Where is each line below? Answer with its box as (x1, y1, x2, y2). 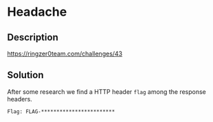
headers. (7, 95, 32, 103)
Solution (7, 69, 44, 81)
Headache (7, 4, 67, 20)
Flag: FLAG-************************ (7, 108, 115, 115)
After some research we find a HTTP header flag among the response (7, 87, 206, 96)
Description (7, 32, 58, 43)
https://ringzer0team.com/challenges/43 (7, 49, 123, 58)
